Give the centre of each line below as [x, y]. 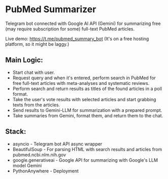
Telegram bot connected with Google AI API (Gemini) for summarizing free [83, 23]
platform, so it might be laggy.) [37, 44]
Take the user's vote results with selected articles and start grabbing [84, 99]
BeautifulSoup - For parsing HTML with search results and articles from [87, 149]
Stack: [16, 131]
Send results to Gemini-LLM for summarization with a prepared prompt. [87, 110]
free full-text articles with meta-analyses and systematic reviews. [81, 83]
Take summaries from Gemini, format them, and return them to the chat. [88, 115]
